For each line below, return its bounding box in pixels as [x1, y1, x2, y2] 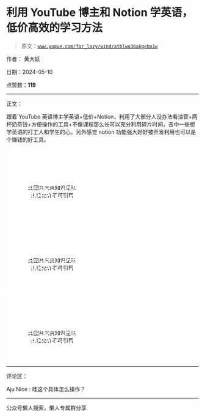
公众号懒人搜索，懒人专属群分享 [6, 404, 87, 411]
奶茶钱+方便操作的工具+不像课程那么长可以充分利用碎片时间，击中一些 [11, 120, 190, 128]
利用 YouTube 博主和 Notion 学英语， [6, 6, 193, 20]
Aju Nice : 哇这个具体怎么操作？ [6, 385, 86, 393]
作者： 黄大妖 [6, 55, 40, 62]
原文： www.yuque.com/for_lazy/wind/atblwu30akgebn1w [21, 42, 158, 50]
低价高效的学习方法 [6, 21, 103, 35]
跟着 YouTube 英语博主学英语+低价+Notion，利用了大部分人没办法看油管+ [6, 113, 192, 120]
